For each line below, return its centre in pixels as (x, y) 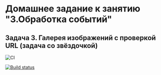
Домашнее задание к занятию (73, 9)
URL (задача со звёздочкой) (52, 45)
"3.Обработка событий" (59, 19)
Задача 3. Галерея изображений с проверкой (80, 38)
